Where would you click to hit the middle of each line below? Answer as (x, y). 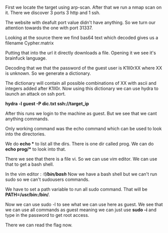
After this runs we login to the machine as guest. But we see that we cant (81, 113)
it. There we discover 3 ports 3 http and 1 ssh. (53, 13)
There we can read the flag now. (39, 225)
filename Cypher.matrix (30, 43)
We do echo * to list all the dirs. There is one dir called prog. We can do (79, 144)
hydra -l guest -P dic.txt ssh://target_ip (47, 104)
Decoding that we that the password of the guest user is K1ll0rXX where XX (84, 68)
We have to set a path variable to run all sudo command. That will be (76, 189)
